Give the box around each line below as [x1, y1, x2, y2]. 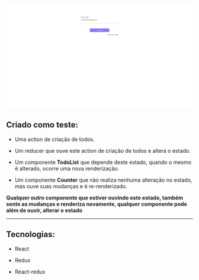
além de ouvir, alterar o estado [6, 207, 83, 214]
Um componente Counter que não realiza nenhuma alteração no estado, [14, 176, 192, 184]
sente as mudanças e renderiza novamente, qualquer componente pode [6, 200, 188, 207]
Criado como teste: [6, 120, 79, 130]
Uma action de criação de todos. [14, 136, 95, 143]
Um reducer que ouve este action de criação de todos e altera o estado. [14, 147, 191, 154]
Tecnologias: [6, 230, 55, 240]
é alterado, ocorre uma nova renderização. [14, 165, 120, 172]
